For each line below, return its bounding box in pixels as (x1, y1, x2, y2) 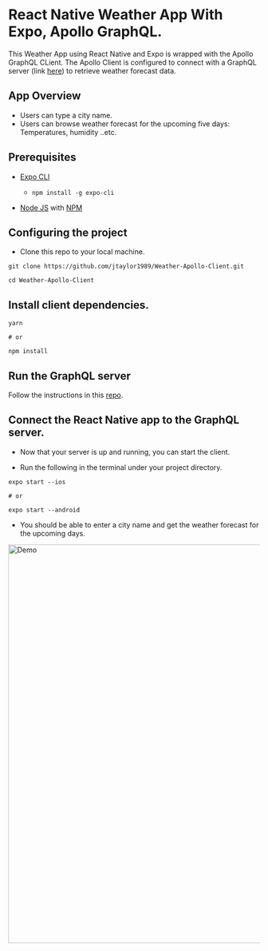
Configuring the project (8, 225, 128, 239)
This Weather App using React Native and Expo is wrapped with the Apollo (8, 49, 254, 58)
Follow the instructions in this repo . (8, 390, 124, 400)
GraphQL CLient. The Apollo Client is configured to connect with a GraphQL (8, 58, 258, 67)
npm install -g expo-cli (31, 189, 115, 197)
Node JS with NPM (19, 202, 83, 213)
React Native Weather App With (8, 6, 223, 24)
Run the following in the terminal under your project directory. (19, 462, 223, 472)
